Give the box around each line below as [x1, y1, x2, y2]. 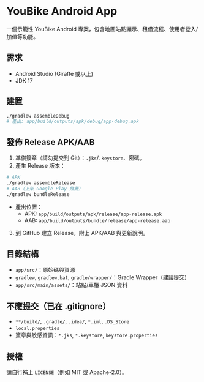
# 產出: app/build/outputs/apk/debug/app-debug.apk [6, 118, 139, 125]
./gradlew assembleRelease [6, 180, 75, 186]
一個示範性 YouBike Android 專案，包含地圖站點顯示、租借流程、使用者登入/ [6, 25, 198, 32]
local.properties [15, 326, 60, 332]
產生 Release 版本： [15, 162, 66, 170]
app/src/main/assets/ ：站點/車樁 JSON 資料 [15, 282, 128, 289]
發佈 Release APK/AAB [6, 137, 95, 148]
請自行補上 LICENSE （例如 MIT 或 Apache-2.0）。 [6, 369, 128, 376]
